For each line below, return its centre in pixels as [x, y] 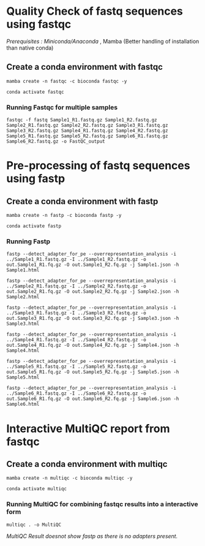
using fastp [36, 179]
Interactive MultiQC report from [88, 429]
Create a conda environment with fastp [82, 201]
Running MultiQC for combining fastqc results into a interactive [102, 504]
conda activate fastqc [35, 92]
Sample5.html [23, 377]
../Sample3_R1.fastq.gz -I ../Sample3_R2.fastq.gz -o [76, 313]
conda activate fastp [34, 226]
